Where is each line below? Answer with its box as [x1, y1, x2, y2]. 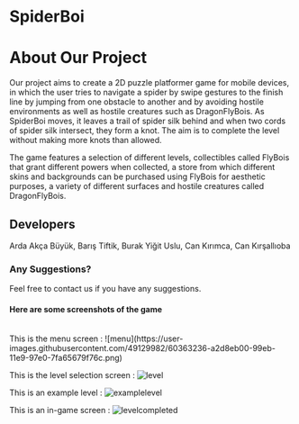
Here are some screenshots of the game [9, 303, 163, 314]
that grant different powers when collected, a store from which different [9, 162, 276, 173]
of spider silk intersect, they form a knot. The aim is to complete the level [9, 125, 280, 136]
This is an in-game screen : [9, 405, 111, 416]
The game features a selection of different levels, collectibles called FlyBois [9, 152, 290, 163]
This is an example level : [9, 387, 103, 398]
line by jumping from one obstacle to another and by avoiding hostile [9, 96, 264, 107]
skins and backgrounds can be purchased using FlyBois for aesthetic [9, 171, 266, 182]
